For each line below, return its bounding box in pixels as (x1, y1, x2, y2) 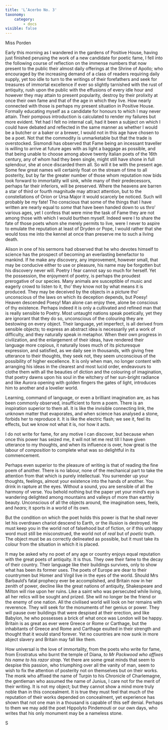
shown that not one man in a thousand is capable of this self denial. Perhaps (5, 699, 163, 706)
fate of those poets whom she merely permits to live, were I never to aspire (5, 221, 160, 227)
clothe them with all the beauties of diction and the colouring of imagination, (5, 369, 163, 375)
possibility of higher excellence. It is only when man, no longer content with (5, 358, 161, 364)
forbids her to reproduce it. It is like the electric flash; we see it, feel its (5, 416, 151, 422)
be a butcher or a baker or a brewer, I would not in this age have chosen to (5, 130, 159, 136)
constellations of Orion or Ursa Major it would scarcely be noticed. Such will (5, 194, 162, 200)
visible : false (5, 26, 37, 31)
